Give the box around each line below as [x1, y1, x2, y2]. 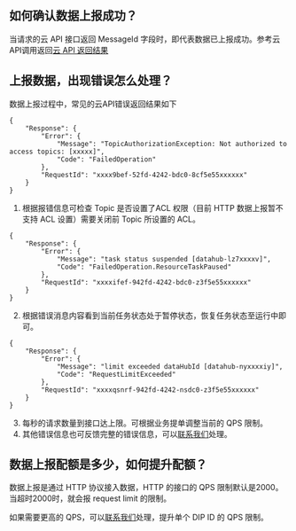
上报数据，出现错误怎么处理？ [9, 74, 173, 89]
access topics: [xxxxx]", [9, 147, 105, 156]
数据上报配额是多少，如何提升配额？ [9, 457, 207, 472]
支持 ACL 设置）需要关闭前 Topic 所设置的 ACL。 [21, 214, 201, 224]
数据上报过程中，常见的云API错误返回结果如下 [9, 98, 177, 109]
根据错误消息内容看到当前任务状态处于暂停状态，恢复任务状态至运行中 [21, 309, 279, 321]
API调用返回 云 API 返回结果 [9, 44, 109, 55]
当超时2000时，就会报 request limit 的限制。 [9, 493, 172, 504]
